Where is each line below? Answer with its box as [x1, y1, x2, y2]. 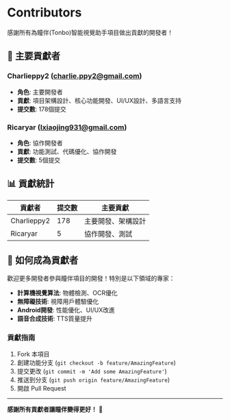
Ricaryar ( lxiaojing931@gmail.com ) [7, 122, 127, 132]
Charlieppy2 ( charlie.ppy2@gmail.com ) [7, 71, 142, 81]
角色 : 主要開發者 [16, 88, 63, 96]
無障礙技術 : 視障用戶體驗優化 [16, 297, 99, 306]
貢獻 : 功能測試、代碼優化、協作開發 [16, 147, 117, 156]
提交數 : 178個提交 [16, 105, 66, 113]
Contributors [7, 5, 82, 21]
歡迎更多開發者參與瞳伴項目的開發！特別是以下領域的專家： [7, 274, 175, 282]
